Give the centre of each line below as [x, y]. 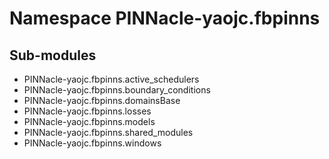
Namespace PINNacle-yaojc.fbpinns [165, 18]
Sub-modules [53, 55]
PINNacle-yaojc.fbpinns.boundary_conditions [117, 90]
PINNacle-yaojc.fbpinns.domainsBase [102, 100]
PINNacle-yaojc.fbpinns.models [89, 121]
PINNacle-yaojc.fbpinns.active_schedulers [111, 79]
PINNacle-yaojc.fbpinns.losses [87, 111]
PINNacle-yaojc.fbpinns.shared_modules [108, 132]
